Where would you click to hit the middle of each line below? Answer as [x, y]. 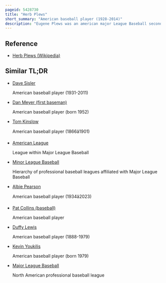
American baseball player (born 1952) [50, 112]
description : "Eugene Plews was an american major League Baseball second [84, 24]
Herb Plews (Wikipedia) [36, 56]
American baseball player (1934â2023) [52, 196]
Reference [21, 43]
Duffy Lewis [24, 227]
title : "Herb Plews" [26, 14]
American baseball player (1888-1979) [51, 236]
